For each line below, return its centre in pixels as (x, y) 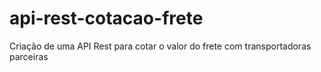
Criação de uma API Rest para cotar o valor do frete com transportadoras (160, 46)
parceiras (29, 56)
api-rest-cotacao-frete (106, 18)
